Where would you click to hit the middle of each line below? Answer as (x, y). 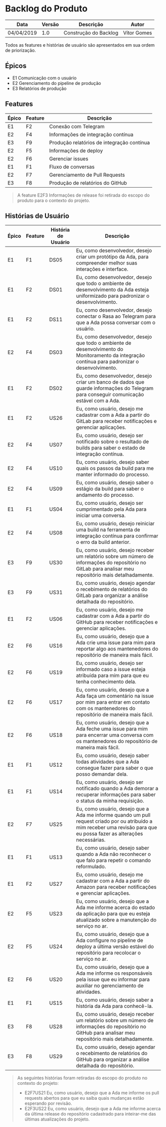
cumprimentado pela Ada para (111, 509)
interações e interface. (102, 269)
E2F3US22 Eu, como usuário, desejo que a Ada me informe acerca (93, 1109)
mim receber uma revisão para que (116, 828)
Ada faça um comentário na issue (115, 696)
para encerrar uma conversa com (115, 735)
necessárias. (91, 840)
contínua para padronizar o (107, 362)
